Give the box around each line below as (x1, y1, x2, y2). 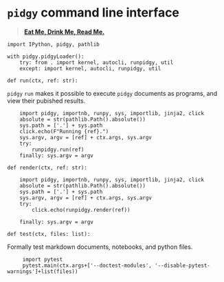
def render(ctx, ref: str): (7, 164, 88, 171)
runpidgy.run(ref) (32, 146, 85, 153)
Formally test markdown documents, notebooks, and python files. (7, 243, 193, 251)
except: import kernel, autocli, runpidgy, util (19, 65, 161, 72)
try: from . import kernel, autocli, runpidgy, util (19, 59, 174, 66)
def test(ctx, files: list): (7, 230, 91, 237)
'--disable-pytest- (154, 262, 211, 269)
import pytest (22, 256, 63, 263)
